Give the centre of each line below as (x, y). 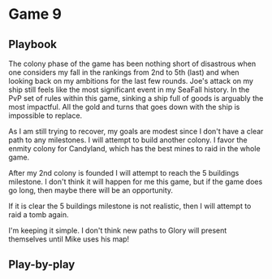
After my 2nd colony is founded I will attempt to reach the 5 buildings (124, 173)
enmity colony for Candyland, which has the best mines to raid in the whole (135, 148)
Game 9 (35, 14)
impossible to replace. (45, 116)
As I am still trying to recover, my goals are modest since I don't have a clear (136, 131)
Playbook (33, 44)
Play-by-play (42, 265)
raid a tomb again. (39, 215)
